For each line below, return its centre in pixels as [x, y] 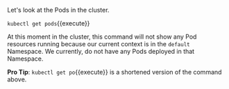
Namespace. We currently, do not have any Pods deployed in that [101, 51]
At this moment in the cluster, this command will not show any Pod [102, 37]
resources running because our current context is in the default [99, 44]
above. [17, 79]
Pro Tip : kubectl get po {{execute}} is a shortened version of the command [114, 72]
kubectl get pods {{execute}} [49, 23]
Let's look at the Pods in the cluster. [58, 10]
